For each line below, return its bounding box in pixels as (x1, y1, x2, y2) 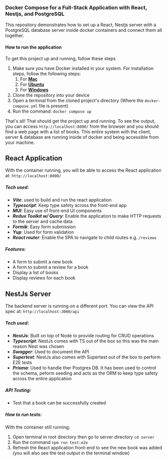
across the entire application (12, 376, 72, 382)
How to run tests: (5, 411, 42, 418)
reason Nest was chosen (12, 343, 64, 349)
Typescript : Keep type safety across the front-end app (12, 202, 127, 209)
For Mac (20, 76, 38, 82)
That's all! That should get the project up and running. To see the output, (5, 118, 156, 124)
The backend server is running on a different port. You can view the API (5, 303, 154, 309)
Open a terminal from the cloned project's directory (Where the (12, 97, 144, 104)
